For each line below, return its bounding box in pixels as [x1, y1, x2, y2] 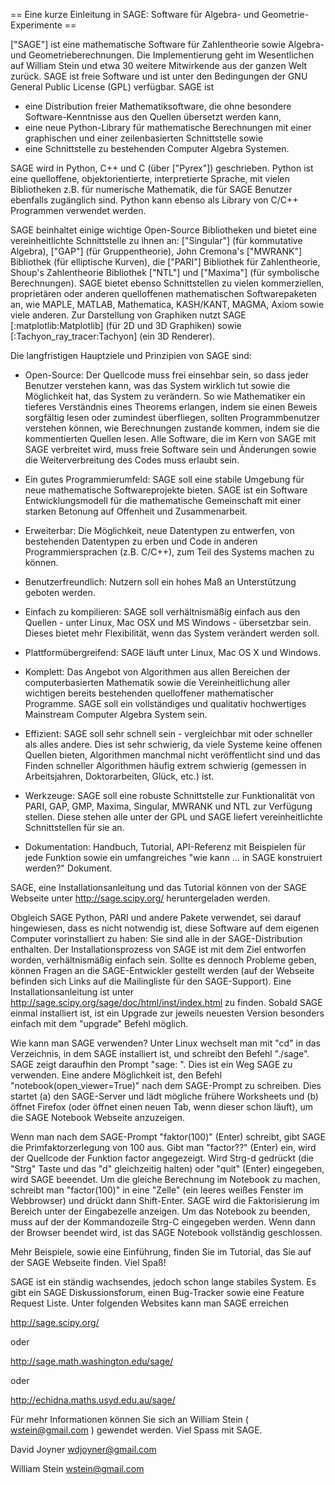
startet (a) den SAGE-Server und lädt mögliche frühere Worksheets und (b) [10, 1090, 319, 1102]
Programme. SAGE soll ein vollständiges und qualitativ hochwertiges [24, 698, 307, 709]
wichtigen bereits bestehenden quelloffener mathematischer [24, 687, 275, 699]
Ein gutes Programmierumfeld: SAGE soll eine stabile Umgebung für [24, 474, 305, 485]
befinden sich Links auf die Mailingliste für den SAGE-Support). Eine [10, 975, 292, 987]
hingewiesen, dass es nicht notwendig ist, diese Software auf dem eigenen [10, 922, 320, 934]
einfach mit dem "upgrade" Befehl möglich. [10, 1018, 189, 1029]
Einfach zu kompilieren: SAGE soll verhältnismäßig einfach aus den [24, 606, 301, 618]
